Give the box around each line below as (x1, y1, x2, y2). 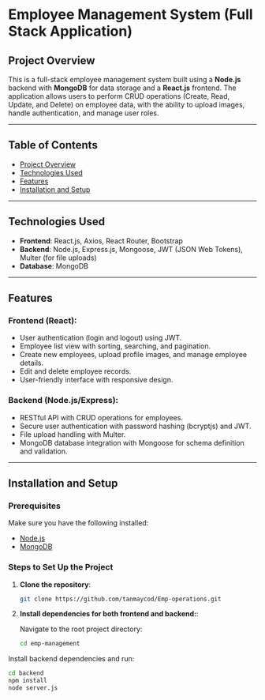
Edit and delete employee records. (19, 367, 132, 376)
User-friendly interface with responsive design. (19, 375, 174, 385)
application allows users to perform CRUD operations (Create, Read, (8, 92, 230, 100)
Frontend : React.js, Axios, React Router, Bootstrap (19, 235, 184, 246)
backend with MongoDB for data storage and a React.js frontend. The (8, 83, 237, 92)
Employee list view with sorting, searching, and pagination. (19, 341, 211, 351)
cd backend (8, 669, 44, 677)
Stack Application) (8, 22, 132, 40)
